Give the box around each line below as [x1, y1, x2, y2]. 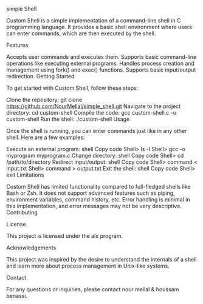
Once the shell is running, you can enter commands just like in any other [6, 127, 187, 134]
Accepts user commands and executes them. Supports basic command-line [6, 53, 197, 60]
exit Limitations [6, 171, 44, 178]
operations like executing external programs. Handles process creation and [6, 60, 194, 67]
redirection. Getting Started [6, 73, 75, 79]
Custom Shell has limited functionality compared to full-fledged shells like [6, 183, 191, 190]
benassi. [6, 292, 28, 299]
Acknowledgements [6, 244, 57, 251]
